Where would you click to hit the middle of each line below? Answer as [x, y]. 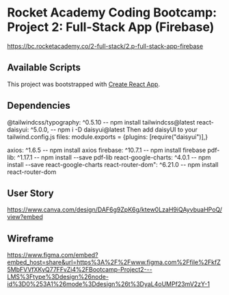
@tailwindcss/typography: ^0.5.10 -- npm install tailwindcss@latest [101, 122]
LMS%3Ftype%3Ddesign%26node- [58, 277]
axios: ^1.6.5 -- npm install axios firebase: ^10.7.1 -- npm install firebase [107, 150]
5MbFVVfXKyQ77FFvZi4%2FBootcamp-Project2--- [80, 270]
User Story [30, 193]
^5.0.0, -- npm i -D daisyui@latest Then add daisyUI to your [114, 129]
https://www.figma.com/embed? [53, 255]
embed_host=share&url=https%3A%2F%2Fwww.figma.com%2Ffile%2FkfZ [114, 262]
